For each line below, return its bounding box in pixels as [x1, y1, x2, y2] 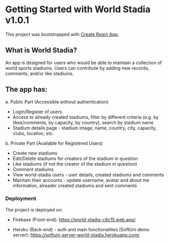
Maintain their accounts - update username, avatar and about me [12, 177, 150, 183]
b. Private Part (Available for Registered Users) [5, 140, 103, 146]
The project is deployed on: [5, 206, 63, 212]
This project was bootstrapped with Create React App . [5, 31, 120, 37]
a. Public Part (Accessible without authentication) [5, 98, 109, 105]
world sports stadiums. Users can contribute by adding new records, [5, 65, 150, 71]
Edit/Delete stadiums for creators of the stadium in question [12, 155, 138, 161]
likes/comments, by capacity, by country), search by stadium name [12, 119, 154, 125]
